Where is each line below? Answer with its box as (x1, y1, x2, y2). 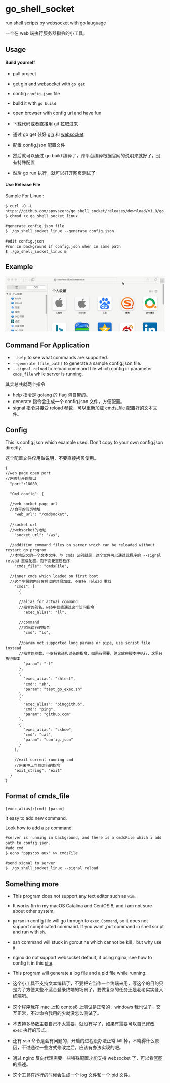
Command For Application (5, 341, 90, 350)
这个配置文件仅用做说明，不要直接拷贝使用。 (5, 455, 99, 461)
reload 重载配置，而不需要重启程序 (5, 558, 70, 564)
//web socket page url (10, 502, 58, 507)
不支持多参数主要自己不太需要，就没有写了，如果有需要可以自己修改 (12, 1021, 155, 1027)
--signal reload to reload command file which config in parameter (12, 365, 152, 371)
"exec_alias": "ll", (23, 610, 67, 615)
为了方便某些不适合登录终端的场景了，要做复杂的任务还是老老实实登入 (17, 986, 163, 992)
